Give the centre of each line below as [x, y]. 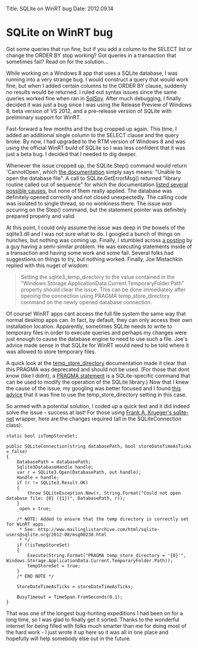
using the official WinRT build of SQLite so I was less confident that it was [96, 147]
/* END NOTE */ [35, 576]
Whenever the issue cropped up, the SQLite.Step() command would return [97, 165]
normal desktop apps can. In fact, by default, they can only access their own [99, 320]
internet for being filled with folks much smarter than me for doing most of [96, 625]
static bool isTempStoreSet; [42, 436]
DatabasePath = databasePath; [54, 462]
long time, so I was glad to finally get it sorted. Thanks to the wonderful [93, 619]
